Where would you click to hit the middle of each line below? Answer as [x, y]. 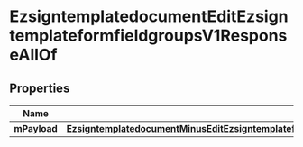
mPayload [36, 129]
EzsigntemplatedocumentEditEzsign [149, 17]
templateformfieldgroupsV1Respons [148, 36]
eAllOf [33, 55]
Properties [40, 88]
